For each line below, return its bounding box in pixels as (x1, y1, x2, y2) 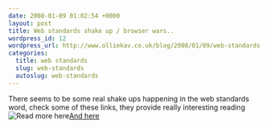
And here (68, 110, 100, 121)
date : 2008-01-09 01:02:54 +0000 (8, 11, 121, 20)
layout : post (8, 19, 52, 27)
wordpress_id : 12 (8, 34, 67, 43)
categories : (8, 49, 48, 57)
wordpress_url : (8, 42, 59, 50)
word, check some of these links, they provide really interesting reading (8, 102, 246, 112)
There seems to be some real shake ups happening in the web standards (8, 93, 250, 103)
